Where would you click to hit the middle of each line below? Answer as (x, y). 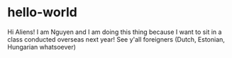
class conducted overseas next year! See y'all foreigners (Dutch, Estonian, (116, 39)
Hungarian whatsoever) (42, 47)
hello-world (43, 12)
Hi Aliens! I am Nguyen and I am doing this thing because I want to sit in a (115, 32)
